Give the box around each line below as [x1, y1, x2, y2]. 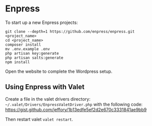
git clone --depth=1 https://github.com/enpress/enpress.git [5, 29, 135, 34]
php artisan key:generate [5, 51, 59, 56]
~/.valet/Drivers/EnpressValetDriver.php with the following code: [5, 101, 143, 107]
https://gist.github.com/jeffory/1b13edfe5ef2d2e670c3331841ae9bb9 [5, 107, 147, 113]
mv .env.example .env [5, 46, 50, 51]
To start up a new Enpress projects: [5, 19, 78, 25]
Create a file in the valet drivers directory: [5, 96, 91, 102]
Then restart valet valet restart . [5, 116, 73, 122]
